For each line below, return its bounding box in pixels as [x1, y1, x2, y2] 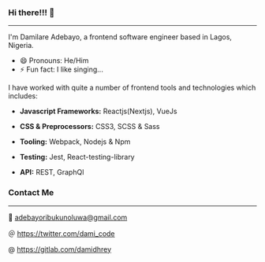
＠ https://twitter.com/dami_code [8, 228, 116, 238]
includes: [8, 91, 38, 101]
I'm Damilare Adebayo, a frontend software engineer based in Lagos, [8, 32, 233, 42]
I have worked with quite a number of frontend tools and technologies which [8, 83, 256, 93]
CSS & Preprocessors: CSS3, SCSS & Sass [19, 122, 160, 131]
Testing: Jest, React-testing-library [19, 153, 136, 162]
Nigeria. [8, 41, 34, 50]
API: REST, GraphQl [19, 168, 84, 177]
